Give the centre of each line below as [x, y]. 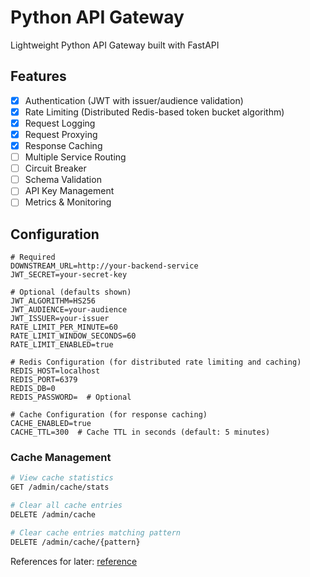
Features [38, 76]
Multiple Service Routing [75, 157]
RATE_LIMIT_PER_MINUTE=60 [64, 327]
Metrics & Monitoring [68, 202]
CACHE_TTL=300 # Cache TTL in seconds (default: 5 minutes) [140, 432]
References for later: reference [74, 561]
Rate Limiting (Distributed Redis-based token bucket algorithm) [154, 112]
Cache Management [61, 458]
